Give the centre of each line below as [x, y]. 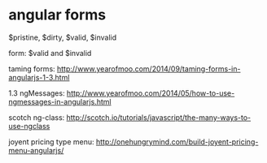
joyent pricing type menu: [52, 142]
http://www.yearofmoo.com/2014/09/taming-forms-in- [149, 69]
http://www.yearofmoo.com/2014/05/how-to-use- [151, 93]
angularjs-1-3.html [39, 77]
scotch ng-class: [37, 117]
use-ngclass [29, 126]
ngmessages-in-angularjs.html [60, 101]
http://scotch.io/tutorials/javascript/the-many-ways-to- [159, 117]
